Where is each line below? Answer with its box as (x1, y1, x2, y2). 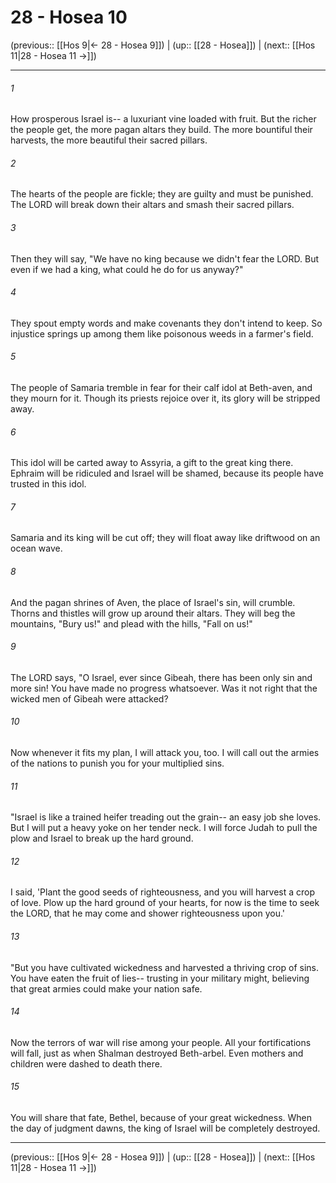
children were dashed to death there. (10, 1057, 163, 1070)
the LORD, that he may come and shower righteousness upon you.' (10, 907, 286, 920)
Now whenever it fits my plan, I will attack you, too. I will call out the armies (10, 746, 320, 758)
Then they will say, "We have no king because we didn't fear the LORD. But (10, 252, 320, 265)
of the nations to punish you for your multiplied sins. (10, 757, 225, 769)
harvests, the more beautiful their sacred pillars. (10, 134, 208, 146)
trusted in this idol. (10, 478, 87, 490)
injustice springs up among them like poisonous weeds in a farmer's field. (10, 327, 314, 340)
